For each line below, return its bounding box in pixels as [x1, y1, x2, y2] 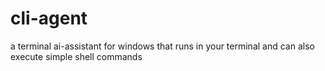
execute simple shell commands [10, 50, 143, 62]
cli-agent [10, 7, 88, 30]
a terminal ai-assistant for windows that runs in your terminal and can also [10, 40, 315, 52]
